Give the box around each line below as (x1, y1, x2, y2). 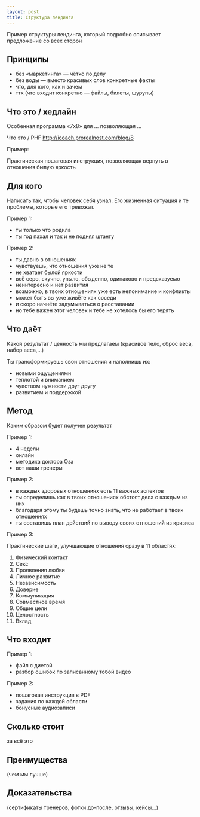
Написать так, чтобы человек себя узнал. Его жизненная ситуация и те (7, 197, 189, 204)
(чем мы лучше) (7, 771, 48, 778)
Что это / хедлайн (7, 106, 76, 117)
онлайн (15, 451, 35, 458)
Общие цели (15, 605, 47, 612)
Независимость (15, 579, 56, 586)
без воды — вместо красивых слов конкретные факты (15, 77, 155, 84)
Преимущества (7, 755, 68, 765)
